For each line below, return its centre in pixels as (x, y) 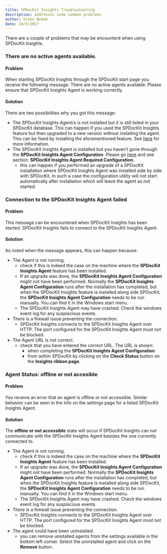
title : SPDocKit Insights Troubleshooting (50, 10)
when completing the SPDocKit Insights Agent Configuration (91, 350)
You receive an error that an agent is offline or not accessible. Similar (76, 398)
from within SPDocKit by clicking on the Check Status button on (93, 356)
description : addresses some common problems (53, 15)
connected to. (19, 441)
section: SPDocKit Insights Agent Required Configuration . (73, 160)
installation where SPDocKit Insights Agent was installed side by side (91, 170)
